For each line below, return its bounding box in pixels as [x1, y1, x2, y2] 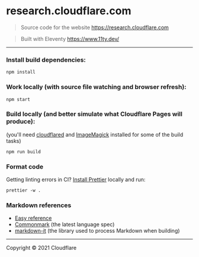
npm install [6, 69, 36, 75]
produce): [6, 118, 36, 126]
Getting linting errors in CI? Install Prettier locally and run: [6, 176, 146, 183]
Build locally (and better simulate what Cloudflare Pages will [6, 110, 182, 118]
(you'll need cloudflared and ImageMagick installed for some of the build [6, 131, 184, 138]
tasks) [6, 137, 22, 144]
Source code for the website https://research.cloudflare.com [20, 24, 169, 31]
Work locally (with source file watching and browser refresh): [6, 83, 187, 91]
